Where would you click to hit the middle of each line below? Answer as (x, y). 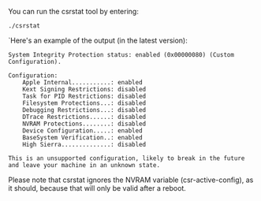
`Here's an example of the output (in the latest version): (98, 40)
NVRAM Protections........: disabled (84, 124)
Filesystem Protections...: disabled (84, 103)
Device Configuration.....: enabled (83, 131)
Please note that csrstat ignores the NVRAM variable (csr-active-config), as (131, 180)
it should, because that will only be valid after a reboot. (97, 188)
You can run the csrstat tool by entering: (74, 11)
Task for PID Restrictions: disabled (84, 96)
